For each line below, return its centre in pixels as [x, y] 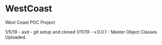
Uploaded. [16, 37]
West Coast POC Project [30, 22]
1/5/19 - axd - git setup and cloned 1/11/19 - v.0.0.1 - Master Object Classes [81, 32]
